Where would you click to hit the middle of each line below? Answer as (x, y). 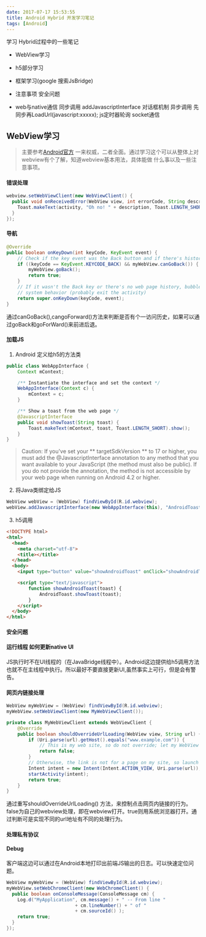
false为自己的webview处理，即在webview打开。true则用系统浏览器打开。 (99, 812)
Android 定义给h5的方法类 (48, 354)
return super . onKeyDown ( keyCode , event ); (71, 298)
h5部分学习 (29, 68)
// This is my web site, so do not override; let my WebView (119, 745)
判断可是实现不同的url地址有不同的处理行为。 (69, 819)
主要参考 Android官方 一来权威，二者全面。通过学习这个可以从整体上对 (110, 152)
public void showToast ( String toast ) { (68, 422)
